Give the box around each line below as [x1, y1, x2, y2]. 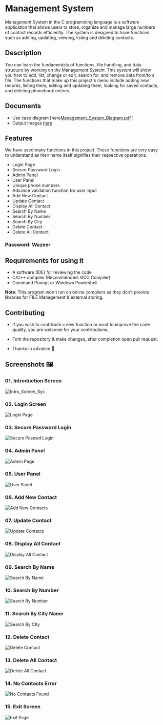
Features [5, 134, 33, 142]
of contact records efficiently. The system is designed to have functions [5, 29, 150, 35]
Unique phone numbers [12, 183, 60, 188]
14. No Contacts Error [5, 680, 57, 687]
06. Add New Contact [5, 494, 57, 500]
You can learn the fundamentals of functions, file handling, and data [5, 62, 142, 67]
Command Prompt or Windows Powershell [12, 280, 98, 286]
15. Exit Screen [5, 704, 41, 710]
